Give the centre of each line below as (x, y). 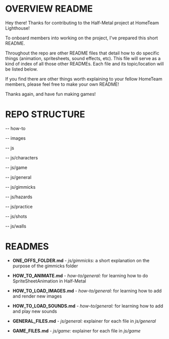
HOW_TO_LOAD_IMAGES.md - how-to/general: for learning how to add (87, 291)
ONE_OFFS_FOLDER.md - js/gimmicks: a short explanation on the (81, 260)
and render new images (37, 296)
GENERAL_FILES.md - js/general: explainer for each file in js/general (84, 321)
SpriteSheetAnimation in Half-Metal (49, 281)
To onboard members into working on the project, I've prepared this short (81, 38)
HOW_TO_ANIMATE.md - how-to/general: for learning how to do (80, 275)
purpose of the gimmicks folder (45, 266)
